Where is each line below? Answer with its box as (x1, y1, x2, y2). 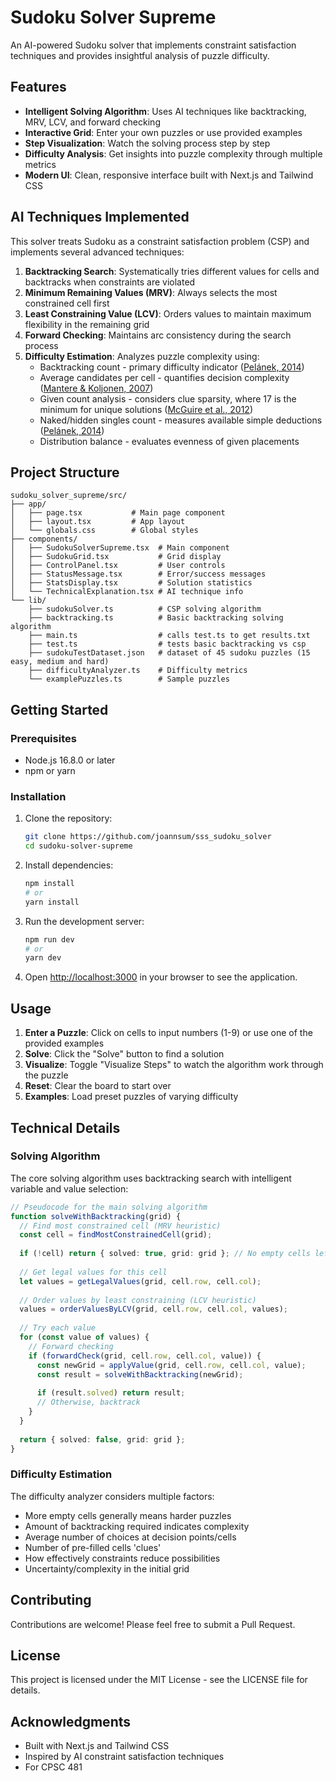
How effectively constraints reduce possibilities (24, 1552, 221, 1564)
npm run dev (24, 934, 75, 945)
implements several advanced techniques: (10, 246, 185, 258)
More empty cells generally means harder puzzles (24, 1509, 232, 1521)
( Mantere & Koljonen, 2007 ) (39, 382, 154, 394)
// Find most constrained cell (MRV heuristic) (19, 1221, 222, 1231)
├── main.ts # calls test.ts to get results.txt (28, 631, 311, 641)
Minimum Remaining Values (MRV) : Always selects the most (24, 286, 278, 298)
